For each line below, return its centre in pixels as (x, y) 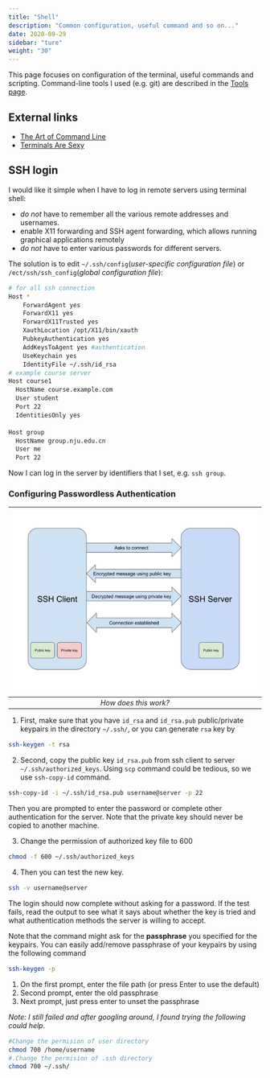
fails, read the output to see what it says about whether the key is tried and (132, 911)
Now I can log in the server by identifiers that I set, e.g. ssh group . (117, 473)
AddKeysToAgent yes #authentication (84, 347)
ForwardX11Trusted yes (61, 322)
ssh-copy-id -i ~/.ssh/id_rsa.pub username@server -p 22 (106, 793)
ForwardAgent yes (52, 305)
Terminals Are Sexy (52, 145)
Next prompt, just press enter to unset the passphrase (109, 1001)
